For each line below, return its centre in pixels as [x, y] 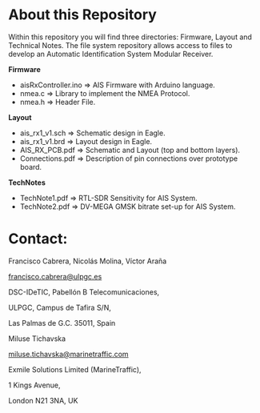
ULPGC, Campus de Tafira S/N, [60, 307]
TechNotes [27, 182]
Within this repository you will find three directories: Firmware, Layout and [130, 37]
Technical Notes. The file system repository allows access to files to [120, 45]
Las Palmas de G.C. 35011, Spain [62, 323]
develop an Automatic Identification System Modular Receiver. [111, 54]
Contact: [38, 239]
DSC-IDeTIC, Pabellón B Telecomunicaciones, [84, 292]
